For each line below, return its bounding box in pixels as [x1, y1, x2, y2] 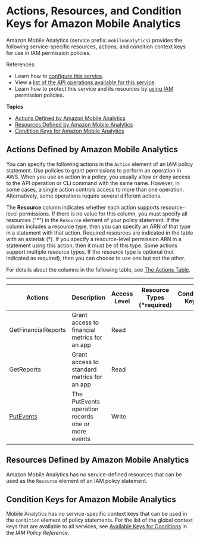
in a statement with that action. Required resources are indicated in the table [6, 229, 193, 236]
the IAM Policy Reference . [6, 529, 70, 537]
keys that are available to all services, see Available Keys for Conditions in [6, 523, 187, 530]
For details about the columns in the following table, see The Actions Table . [6, 266, 190, 273]
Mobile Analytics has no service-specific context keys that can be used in [6, 510, 187, 518]
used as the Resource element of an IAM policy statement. [6, 477, 148, 484]
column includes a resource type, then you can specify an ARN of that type [6, 223, 191, 230]
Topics [6, 103, 24, 110]
